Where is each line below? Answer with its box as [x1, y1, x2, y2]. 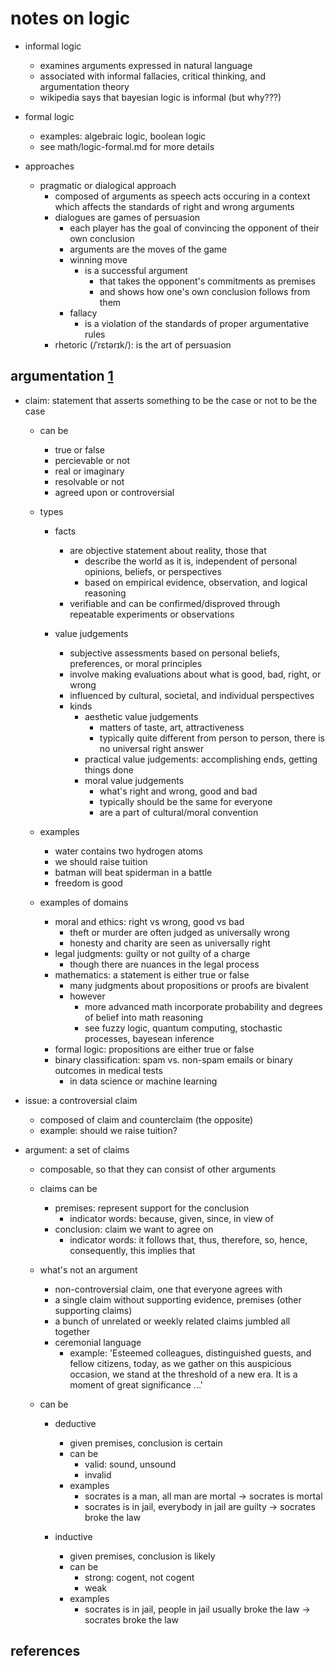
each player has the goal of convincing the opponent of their [69, 222, 320, 234]
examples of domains [39, 896, 129, 908]
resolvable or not [54, 475, 125, 487]
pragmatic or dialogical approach [39, 179, 177, 191]
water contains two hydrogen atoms [54, 845, 203, 857]
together [54, 1325, 91, 1337]
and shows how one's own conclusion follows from [99, 285, 311, 297]
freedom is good [54, 877, 123, 889]
